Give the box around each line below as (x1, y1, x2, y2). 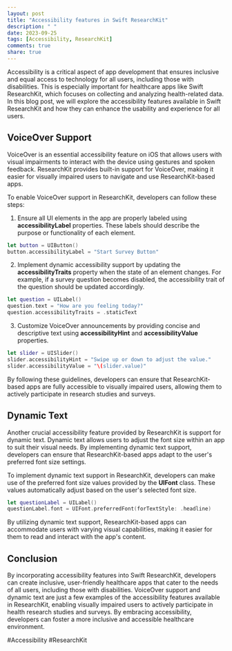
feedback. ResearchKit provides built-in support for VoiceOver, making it (7, 165, 214, 173)
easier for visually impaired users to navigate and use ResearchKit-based (7, 172, 215, 181)
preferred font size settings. (7, 457, 86, 466)
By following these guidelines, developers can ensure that (7, 375, 172, 383)
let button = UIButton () (7, 241, 79, 249)
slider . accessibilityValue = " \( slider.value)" (7, 363, 147, 369)
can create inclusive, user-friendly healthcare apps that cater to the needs (7, 578, 219, 587)
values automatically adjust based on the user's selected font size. (7, 486, 197, 494)
